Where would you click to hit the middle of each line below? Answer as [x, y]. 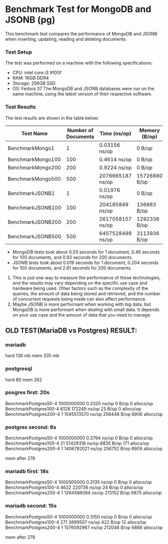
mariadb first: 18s [27, 471]
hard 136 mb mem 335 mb [32, 356]
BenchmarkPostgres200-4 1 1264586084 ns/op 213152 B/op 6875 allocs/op [83, 493]
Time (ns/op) [115, 133]
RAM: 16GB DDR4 [30, 78]
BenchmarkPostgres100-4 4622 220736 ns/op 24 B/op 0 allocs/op [74, 487]
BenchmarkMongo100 [34, 159]
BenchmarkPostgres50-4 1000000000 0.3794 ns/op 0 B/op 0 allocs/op [79, 438]
